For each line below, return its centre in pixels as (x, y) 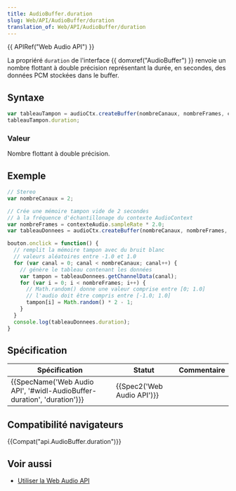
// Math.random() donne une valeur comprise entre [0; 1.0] (116, 289)
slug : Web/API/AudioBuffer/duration (61, 20)
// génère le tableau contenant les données (86, 269)
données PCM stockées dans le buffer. (63, 75)
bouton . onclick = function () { (53, 243)
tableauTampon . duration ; (44, 120)
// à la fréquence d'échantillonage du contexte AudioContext (100, 218)
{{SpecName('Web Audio (52, 382)
